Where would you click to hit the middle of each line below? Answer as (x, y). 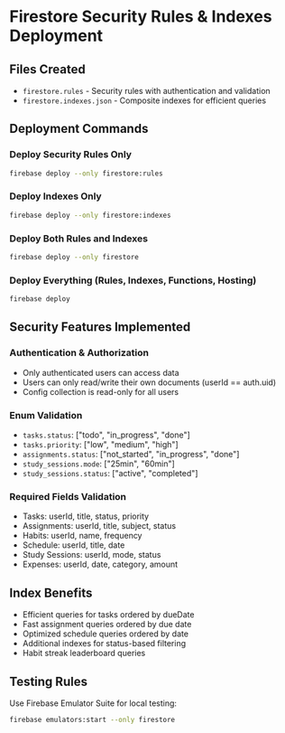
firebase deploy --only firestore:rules (87, 174)
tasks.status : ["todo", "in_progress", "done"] (106, 435)
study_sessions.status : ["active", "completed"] (110, 474)
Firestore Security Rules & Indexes (141, 17)
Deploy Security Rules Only (71, 155)
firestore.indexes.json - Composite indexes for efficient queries (144, 100)
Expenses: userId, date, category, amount (100, 564)
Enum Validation (46, 415)
